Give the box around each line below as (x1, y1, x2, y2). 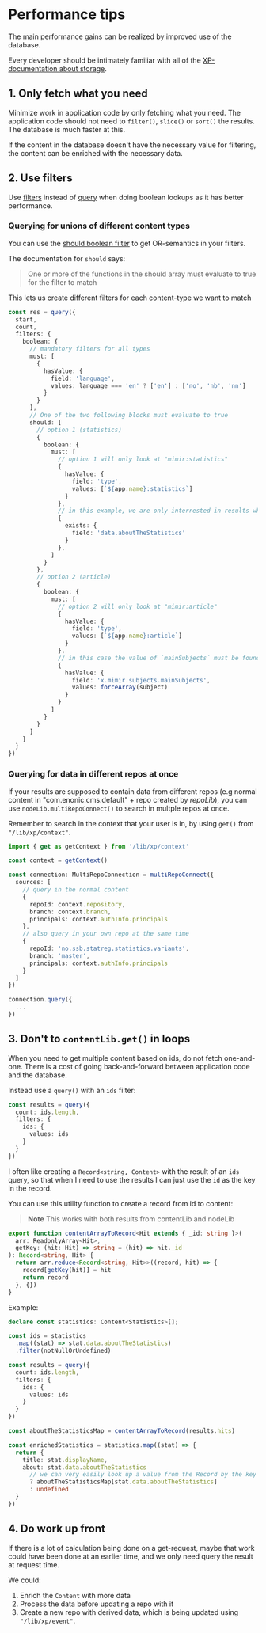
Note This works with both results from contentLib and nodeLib (27, 1213, 235, 1224)
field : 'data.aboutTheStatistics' (71, 529, 186, 537)
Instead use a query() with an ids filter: (8, 1085, 136, 1095)
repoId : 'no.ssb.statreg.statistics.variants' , (28, 944, 190, 953)
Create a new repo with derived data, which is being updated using (19, 1607, 239, 1616)
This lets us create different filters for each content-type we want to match (8, 293, 252, 302)
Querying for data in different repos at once (8, 769, 179, 780)
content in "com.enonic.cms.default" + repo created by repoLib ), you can (8, 795, 248, 804)
